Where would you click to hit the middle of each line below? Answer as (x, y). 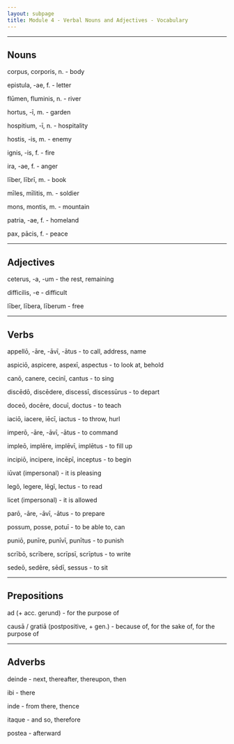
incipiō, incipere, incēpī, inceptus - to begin (69, 459)
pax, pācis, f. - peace (38, 234)
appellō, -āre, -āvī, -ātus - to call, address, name (77, 351)
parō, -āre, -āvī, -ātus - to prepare (56, 513)
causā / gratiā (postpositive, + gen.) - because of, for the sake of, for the (111, 626)
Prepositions (36, 596)
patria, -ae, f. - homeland (43, 220)
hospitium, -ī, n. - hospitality (48, 126)
